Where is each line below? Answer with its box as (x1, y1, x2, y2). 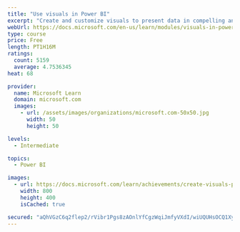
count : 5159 (14, 57, 50, 64)
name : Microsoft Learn (14, 90, 81, 97)
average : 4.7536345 (14, 63, 72, 70)
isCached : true (20, 201, 66, 208)
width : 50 (26, 116, 56, 123)
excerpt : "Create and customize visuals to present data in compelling (7, 17, 225, 24)
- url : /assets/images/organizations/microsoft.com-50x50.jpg (20, 110, 209, 117)
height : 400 (20, 194, 56, 201)
